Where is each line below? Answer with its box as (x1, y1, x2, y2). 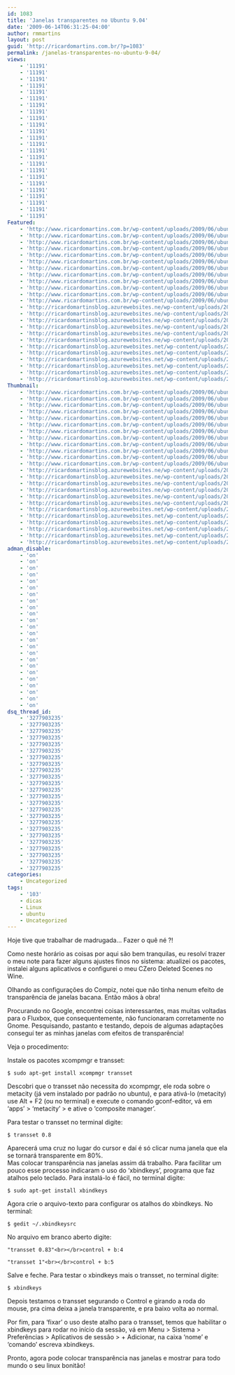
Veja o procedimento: (7, 1042, 69, 1051)
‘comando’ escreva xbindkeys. (7, 1341, 95, 1349)
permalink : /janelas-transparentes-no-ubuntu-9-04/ (7, 50, 161, 57)
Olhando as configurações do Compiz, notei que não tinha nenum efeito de (7, 986, 224, 994)
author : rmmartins (7, 29, 61, 37)
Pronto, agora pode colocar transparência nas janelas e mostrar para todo (7, 1354, 221, 1362)
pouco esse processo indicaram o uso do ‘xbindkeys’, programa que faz (7, 1166, 215, 1175)
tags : (7, 885, 23, 892)
